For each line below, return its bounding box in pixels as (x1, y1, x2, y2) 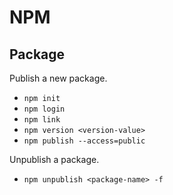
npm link (23, 115, 61, 125)
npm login (23, 104, 66, 114)
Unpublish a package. (9, 154, 100, 165)
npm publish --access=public (23, 136, 146, 146)
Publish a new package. (9, 72, 108, 84)
